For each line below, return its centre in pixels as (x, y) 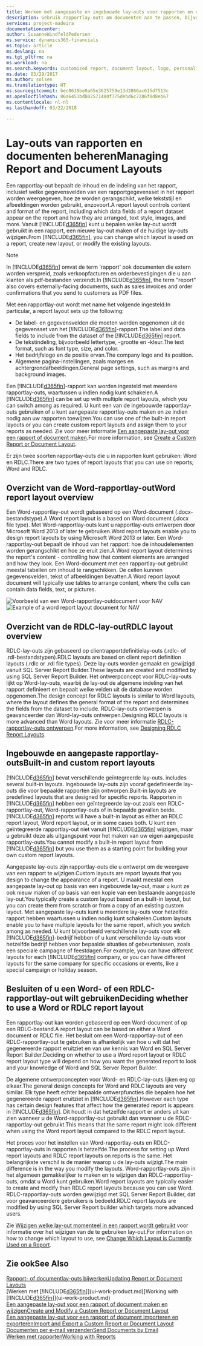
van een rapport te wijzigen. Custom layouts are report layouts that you (94, 873)
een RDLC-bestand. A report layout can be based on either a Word (88, 1029)
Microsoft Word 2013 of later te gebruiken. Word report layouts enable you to (101, 531)
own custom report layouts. (40, 855)
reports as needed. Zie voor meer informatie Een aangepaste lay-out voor (98, 431)
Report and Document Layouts (84, 169)
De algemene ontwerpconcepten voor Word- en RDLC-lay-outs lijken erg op (101, 1079)
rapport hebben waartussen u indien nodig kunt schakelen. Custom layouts (99, 918)
